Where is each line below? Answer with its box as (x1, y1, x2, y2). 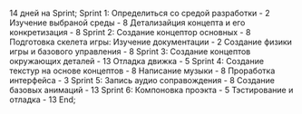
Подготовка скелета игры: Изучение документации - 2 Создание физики (9, 36, 293, 47)
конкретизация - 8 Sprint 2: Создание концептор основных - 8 (9, 27, 251, 37)
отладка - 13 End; (9, 94, 76, 105)
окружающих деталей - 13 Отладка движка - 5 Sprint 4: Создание (9, 56, 265, 66)
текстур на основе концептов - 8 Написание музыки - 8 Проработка (9, 65, 276, 76)
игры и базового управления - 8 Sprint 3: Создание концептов (9, 46, 251, 57)
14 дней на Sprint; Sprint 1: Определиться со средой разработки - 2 (9, 8, 270, 18)
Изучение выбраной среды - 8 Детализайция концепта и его (9, 17, 246, 28)
